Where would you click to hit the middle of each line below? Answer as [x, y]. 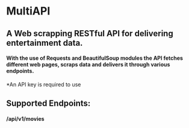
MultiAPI [28, 11]
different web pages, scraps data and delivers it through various [88, 65]
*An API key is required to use [44, 84]
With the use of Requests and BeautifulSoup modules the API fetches [95, 58]
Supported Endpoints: [48, 104]
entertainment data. [45, 43]
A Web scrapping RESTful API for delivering [90, 34]
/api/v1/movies [25, 118]
